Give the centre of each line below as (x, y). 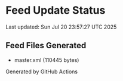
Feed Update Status (56, 10)
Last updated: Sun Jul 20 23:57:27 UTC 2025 (61, 27)
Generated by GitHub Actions (42, 71)
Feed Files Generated (46, 46)
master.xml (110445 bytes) (47, 60)
